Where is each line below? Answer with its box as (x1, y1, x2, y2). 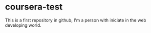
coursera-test (5, 1, 63, 12)
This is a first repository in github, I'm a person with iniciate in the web (5, 17, 147, 23)
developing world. (5, 22, 42, 28)
